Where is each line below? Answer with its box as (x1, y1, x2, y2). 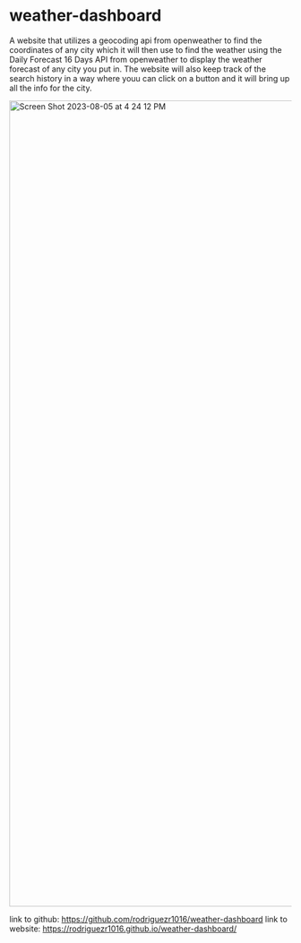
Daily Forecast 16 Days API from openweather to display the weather (9, 54, 262, 64)
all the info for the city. (9, 82, 92, 93)
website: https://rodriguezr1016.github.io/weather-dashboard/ (9, 923, 237, 934)
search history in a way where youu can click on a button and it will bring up (9, 73, 290, 83)
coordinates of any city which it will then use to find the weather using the (9, 44, 282, 55)
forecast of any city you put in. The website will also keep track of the (9, 64, 267, 74)
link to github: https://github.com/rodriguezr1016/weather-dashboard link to (9, 913, 288, 924)
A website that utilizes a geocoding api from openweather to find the (9, 35, 262, 46)
